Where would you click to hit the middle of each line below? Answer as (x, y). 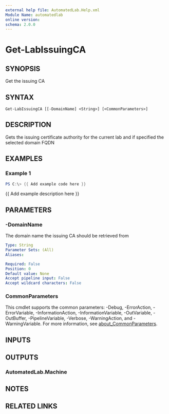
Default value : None (27, 274)
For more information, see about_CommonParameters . (100, 324)
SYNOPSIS (23, 69)
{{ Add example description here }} (42, 194)
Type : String (19, 245)
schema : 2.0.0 (21, 24)
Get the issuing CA (25, 81)
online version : (23, 20)
